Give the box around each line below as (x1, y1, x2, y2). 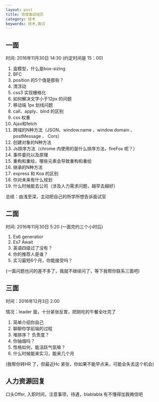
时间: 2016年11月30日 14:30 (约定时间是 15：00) (5, 55, 104, 61)
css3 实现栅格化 (12, 90, 46, 96)
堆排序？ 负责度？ (12, 332, 49, 338)
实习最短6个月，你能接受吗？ (12, 257, 73, 263)
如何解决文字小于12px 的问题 (12, 96, 72, 102)
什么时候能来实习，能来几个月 (12, 350, 74, 356)
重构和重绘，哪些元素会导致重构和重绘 (12, 158, 92, 164)
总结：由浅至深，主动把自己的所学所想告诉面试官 (5, 194, 106, 200)
